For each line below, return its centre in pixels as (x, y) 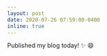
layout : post (26, 13)
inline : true (26, 26)
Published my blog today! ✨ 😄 (51, 46)
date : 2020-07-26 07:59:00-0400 (53, 20)
